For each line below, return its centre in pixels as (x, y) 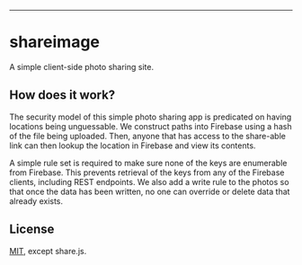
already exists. (36, 201)
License (32, 230)
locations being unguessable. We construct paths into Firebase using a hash (151, 126)
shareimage (55, 42)
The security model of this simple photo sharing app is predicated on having (151, 117)
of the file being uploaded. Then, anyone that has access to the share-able (147, 136)
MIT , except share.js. (48, 251)
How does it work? (62, 95)
